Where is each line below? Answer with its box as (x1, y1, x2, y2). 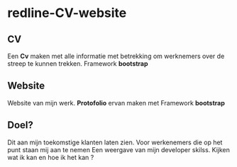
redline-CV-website (7, 5, 127, 21)
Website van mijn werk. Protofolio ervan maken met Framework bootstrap (7, 98, 225, 107)
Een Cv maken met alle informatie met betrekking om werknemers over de (7, 52, 225, 60)
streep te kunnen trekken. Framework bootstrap (7, 59, 148, 68)
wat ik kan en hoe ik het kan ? (7, 153, 94, 161)
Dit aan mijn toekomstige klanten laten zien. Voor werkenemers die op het (7, 138, 223, 146)
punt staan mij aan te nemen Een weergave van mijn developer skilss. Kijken (7, 145, 231, 154)
